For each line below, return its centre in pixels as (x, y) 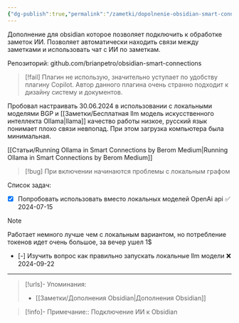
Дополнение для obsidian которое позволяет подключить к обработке (115, 34)
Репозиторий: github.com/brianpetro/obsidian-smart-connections (105, 63)
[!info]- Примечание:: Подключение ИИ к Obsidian (101, 312)
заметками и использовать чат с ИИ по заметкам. (84, 49)
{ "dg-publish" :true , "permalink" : (57, 14)
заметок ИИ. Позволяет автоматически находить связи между (103, 42)
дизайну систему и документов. (74, 92)
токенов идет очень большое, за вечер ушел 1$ (80, 242)
